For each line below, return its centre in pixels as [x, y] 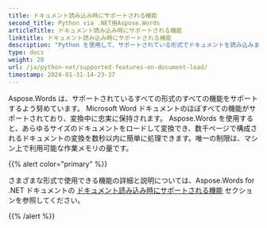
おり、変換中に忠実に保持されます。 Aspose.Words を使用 [145, 118]
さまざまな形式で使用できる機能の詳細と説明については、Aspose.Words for [132, 180]
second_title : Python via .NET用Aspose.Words [84, 23]
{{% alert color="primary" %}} [58, 164]
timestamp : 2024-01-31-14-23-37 [62, 75]
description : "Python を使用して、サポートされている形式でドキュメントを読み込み [131, 45]
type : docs [26, 52]
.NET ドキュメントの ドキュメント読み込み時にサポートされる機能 [116, 190]
